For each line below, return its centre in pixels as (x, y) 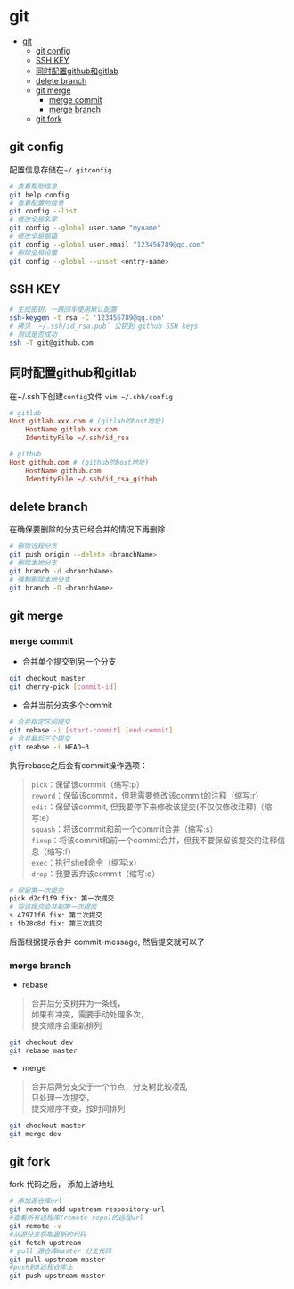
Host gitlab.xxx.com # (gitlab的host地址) (87, 422)
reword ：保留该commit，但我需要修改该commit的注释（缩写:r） (147, 795)
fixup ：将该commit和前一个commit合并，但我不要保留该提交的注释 (154, 840)
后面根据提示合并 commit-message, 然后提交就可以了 (107, 942)
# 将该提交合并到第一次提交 (53, 907)
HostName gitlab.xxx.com (71, 430)
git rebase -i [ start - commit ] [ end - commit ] (91, 730)
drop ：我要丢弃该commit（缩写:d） (95, 874)
